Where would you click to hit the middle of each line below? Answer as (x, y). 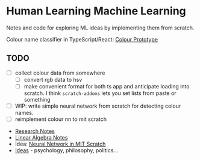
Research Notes (35, 131)
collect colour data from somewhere (60, 73)
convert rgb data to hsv (53, 79)
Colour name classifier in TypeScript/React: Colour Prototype (82, 39)
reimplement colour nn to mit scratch (61, 119)
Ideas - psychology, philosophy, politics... (67, 150)
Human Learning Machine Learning (96, 11)
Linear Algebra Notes (41, 138)
